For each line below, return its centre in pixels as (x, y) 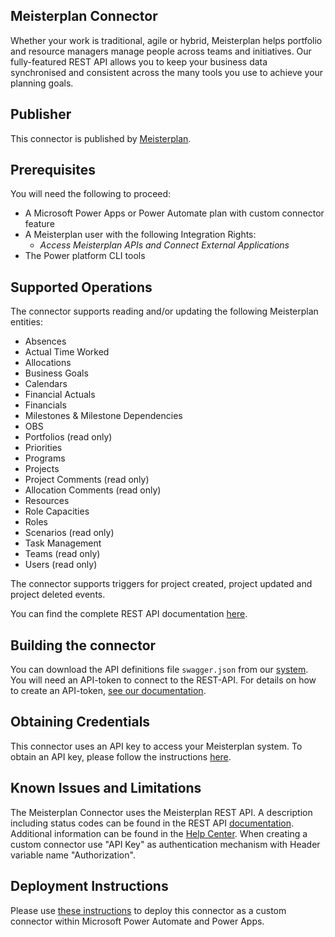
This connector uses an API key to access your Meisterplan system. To (156, 746)
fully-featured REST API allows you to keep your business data (139, 61)
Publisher (41, 114)
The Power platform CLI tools (85, 256)
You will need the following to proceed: (91, 194)
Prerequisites (53, 170)
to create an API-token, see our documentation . (108, 691)
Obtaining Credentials (80, 722)
